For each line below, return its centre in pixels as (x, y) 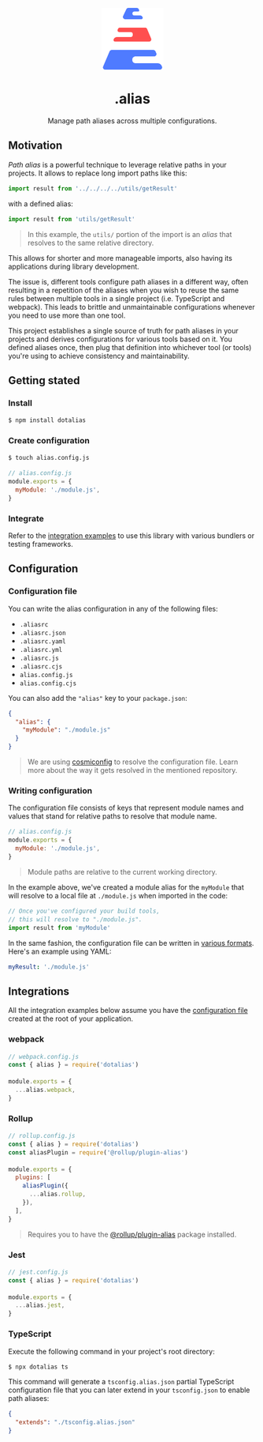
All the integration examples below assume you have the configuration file (128, 1011)
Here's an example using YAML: (60, 951)
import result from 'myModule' (59, 928)
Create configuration (49, 440)
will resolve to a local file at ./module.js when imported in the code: (118, 895)
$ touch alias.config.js (49, 458)
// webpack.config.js (44, 1056)
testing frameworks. (41, 544)
